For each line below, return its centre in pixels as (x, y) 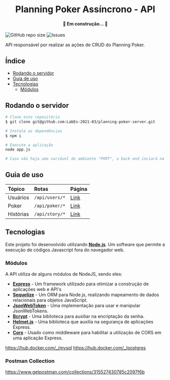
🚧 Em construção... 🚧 (85, 23)
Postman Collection (30, 361)
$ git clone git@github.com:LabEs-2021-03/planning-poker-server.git (80, 122)
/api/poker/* (50, 206)
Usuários (19, 197)
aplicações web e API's (37, 289)
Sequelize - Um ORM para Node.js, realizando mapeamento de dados (86, 295)
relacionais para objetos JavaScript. (50, 300)
